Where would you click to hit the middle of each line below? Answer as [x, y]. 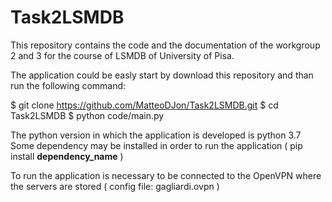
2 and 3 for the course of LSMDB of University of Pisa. [122, 55]
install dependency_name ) [67, 156]
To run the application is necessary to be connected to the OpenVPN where [166, 175]
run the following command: [68, 85]
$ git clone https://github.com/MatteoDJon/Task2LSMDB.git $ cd [144, 105]
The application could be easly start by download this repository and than [162, 75]
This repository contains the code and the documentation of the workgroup [165, 45]
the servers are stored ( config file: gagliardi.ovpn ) [115, 186]
